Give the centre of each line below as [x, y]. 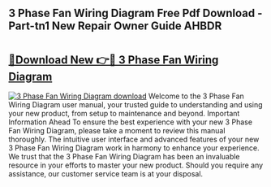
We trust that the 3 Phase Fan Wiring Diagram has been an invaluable [125, 157]
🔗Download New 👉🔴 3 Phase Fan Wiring [114, 60]
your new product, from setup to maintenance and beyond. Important [124, 113]
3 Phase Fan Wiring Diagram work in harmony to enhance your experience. [134, 148]
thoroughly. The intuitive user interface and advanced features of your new [134, 139]
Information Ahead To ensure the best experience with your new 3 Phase [131, 122]
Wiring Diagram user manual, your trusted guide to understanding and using [135, 104]
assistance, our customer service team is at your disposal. [106, 174]
